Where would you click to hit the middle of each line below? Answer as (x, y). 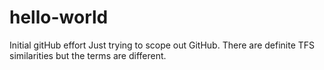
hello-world (59, 17)
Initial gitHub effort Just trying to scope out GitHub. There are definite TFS (162, 45)
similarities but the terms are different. (88, 55)
